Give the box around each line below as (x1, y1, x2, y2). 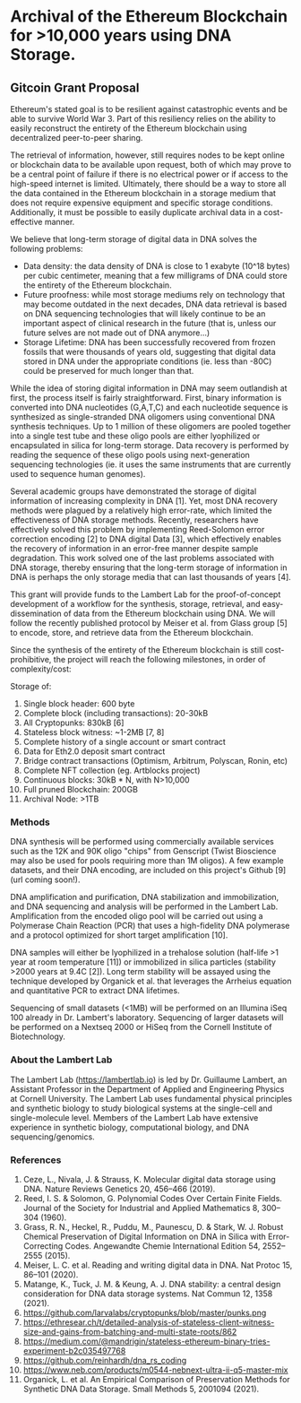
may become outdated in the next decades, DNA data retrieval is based (22, 299, 288, 309)
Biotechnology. (10, 1031, 66, 1042)
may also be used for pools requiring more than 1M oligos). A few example (10, 855, 285, 866)
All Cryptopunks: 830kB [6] (22, 717, 125, 728)
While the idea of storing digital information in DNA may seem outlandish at (10, 383, 288, 394)
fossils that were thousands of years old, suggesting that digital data (22, 347, 276, 357)
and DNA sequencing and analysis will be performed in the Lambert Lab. (10, 901, 279, 912)
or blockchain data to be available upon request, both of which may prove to (10, 160, 292, 169)
